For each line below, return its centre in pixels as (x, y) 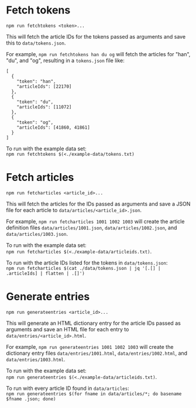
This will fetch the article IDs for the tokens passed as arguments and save (96, 36)
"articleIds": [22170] (44, 86)
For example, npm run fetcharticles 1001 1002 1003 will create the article (95, 221)
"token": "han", (37, 81)
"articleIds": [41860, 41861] (54, 127)
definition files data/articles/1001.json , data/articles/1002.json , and (92, 227)
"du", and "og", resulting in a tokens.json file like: (65, 60)
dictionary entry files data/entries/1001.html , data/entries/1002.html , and (97, 353)
